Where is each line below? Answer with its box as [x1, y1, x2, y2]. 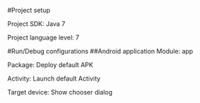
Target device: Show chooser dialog [7, 88, 113, 96]
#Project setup [7, 6, 51, 14]
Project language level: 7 [7, 33, 79, 42]
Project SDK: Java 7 [7, 20, 66, 28]
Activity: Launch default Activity [7, 74, 101, 83]
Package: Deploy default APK [7, 61, 94, 69]
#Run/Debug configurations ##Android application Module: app [7, 47, 194, 55]
